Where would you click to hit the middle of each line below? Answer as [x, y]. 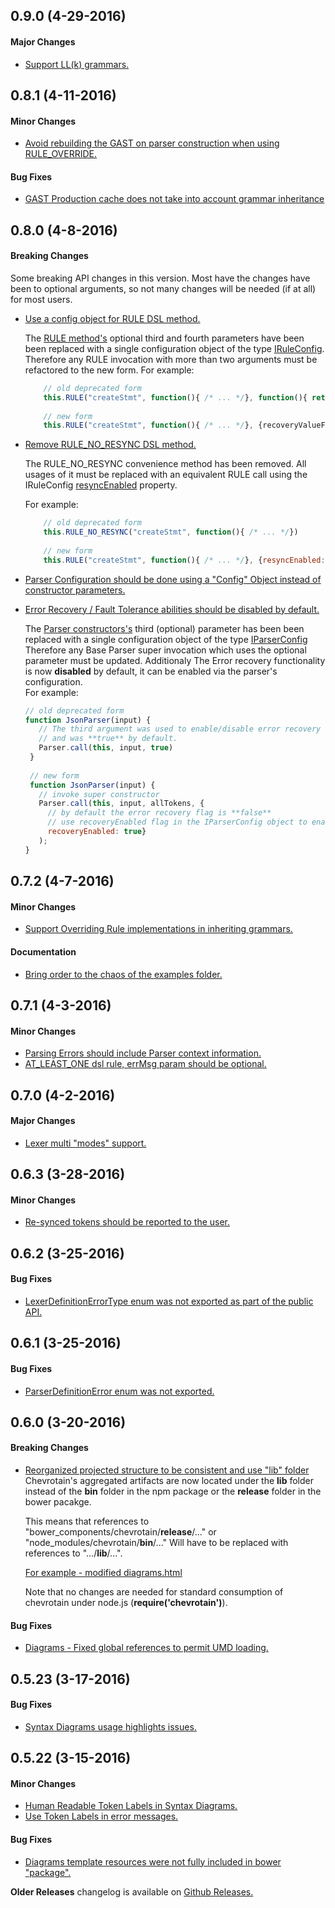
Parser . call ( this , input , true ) [106, 748]
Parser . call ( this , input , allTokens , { [121, 804]
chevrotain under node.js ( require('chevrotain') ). [126, 1603]
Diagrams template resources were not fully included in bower [153, 1861]
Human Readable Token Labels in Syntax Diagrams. [131, 1806]
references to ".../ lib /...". [73, 1553]
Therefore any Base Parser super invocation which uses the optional [165, 650]
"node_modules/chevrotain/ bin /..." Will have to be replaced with [156, 1543]
